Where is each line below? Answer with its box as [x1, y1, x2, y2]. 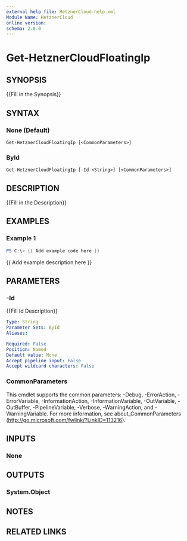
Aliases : [6, 330, 28, 337]
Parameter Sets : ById [6, 325, 60, 331]
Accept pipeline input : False [6, 357, 82, 363]
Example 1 [6, 234, 36, 243]
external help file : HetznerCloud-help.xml [6, 8, 116, 15]
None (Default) [6, 126, 50, 135]
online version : [6, 20, 46, 26]
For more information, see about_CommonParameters [49, 410, 182, 417]
